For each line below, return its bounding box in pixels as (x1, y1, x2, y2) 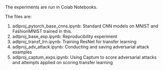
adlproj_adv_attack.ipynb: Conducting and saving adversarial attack (12, 44, 149, 49)
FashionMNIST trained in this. (12, 28, 72, 34)
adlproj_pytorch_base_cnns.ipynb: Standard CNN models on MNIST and (12, 23, 159, 29)
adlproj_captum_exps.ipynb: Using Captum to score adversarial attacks (12, 54, 157, 60)
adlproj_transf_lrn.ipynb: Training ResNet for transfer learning (12, 39, 137, 45)
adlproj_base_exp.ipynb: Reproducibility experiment (12, 34, 117, 39)
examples (12, 49, 32, 55)
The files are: (5, 14, 32, 19)
